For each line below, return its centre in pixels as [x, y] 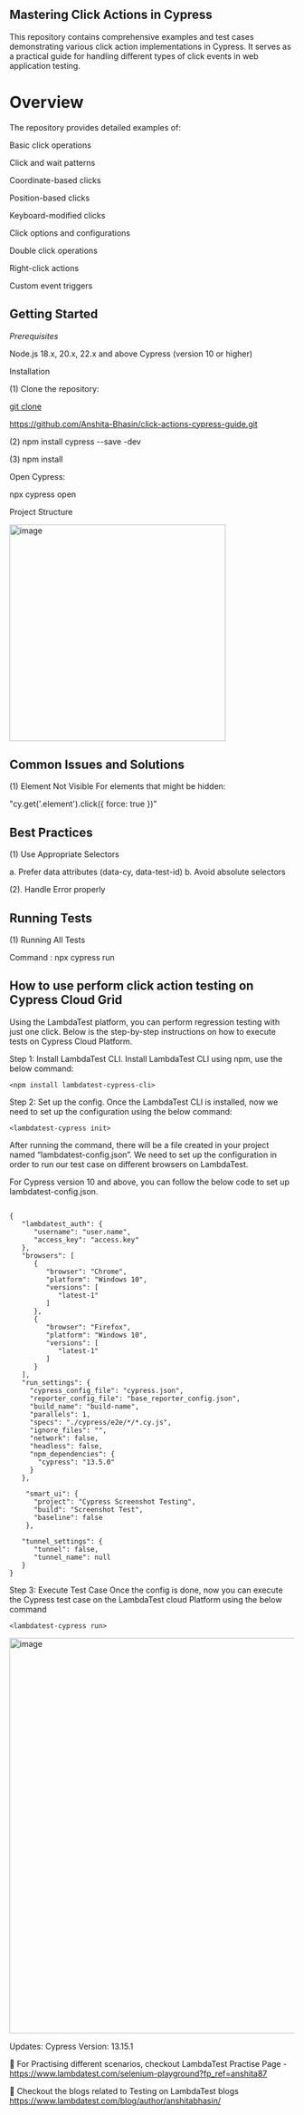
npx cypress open [43, 494]
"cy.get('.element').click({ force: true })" [83, 804]
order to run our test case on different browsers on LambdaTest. [129, 1164]
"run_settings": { [56, 1382]
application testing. [45, 65]
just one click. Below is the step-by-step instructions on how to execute [142, 1031]
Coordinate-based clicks [55, 180]
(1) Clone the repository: [54, 388]
